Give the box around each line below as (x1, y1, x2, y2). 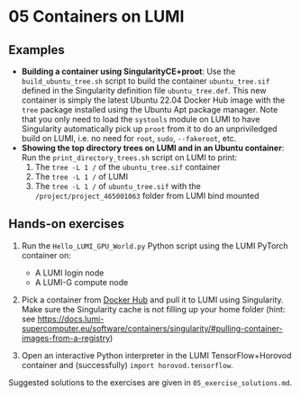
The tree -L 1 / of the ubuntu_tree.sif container (34, 162, 221, 172)
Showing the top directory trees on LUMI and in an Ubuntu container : (21, 142, 285, 153)
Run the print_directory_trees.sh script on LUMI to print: (21, 152, 238, 163)
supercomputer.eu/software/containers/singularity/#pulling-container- (21, 322, 283, 334)
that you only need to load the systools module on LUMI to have (21, 114, 260, 124)
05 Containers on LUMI (8, 6, 185, 27)
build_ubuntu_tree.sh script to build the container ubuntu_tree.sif (21, 76, 270, 86)
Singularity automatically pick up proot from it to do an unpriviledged (21, 123, 278, 134)
